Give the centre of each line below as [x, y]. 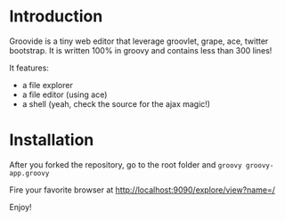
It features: [29, 68]
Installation [52, 140]
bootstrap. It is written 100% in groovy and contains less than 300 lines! [141, 50]
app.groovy [29, 173]
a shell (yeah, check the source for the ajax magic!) [116, 103]
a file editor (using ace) [65, 94]
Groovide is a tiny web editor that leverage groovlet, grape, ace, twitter [139, 41]
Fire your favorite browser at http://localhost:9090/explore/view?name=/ [142, 190]
